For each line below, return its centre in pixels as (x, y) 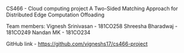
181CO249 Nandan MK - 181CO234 (48, 32)
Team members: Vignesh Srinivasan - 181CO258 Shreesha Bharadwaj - (92, 26)
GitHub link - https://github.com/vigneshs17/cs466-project (77, 44)
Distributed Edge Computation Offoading (55, 15)
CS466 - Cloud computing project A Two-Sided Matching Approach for (92, 9)
